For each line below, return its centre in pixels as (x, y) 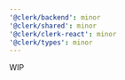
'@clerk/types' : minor (51, 42)
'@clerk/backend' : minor (55, 17)
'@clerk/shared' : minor (53, 26)
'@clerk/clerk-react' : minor (63, 34)
